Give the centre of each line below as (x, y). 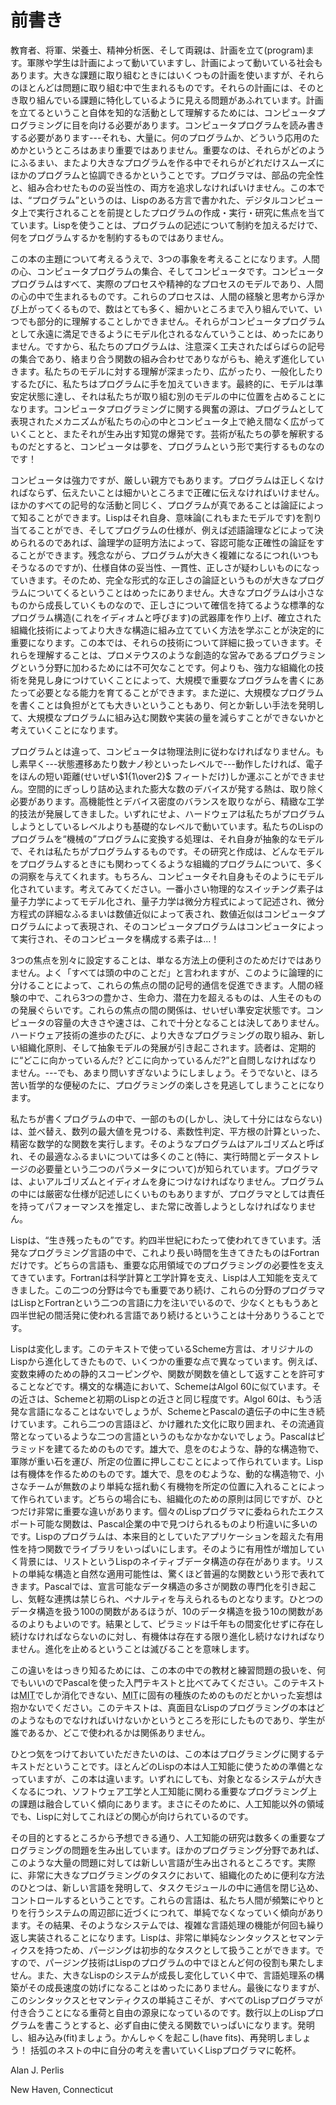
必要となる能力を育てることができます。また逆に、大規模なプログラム (180, 692)
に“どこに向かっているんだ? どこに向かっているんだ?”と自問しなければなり (164, 1060)
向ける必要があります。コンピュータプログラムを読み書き (206, 125)
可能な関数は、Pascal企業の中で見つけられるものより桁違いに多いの (177, 1523)
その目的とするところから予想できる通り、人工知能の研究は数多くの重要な (163, 1837)
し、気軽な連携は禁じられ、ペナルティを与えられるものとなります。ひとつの (167, 1598)
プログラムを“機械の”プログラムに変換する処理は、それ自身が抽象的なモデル (167, 838)
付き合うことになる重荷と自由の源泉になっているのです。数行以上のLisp (158, 2012)
